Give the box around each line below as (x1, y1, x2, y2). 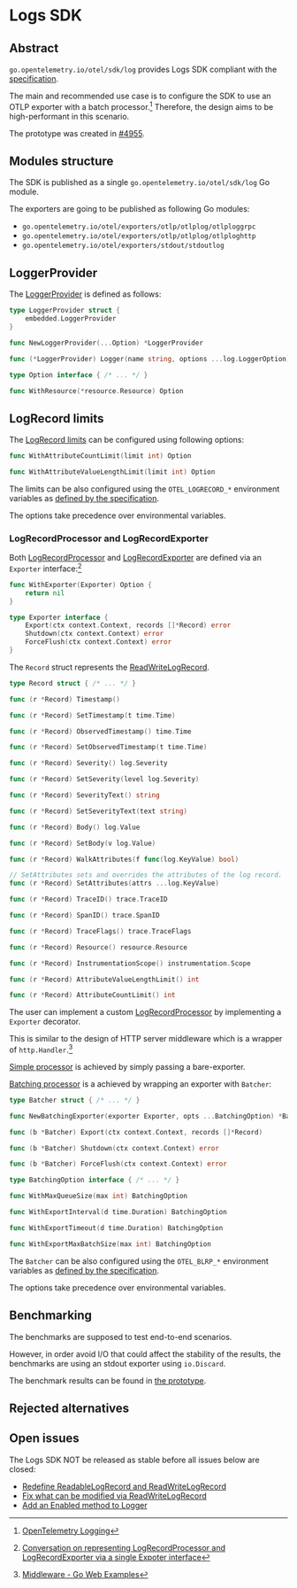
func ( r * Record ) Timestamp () (9, 694, 121, 704)
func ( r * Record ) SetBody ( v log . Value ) (9, 839, 156, 848)
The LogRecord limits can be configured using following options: (9, 435, 245, 445)
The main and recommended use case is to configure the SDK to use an (9, 90, 271, 101)
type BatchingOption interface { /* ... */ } (9, 1175, 179, 1185)
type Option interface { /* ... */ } (9, 370, 148, 379)
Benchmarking (9, 1308, 93, 1323)
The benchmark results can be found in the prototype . (9, 1375, 207, 1386)
